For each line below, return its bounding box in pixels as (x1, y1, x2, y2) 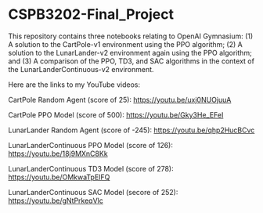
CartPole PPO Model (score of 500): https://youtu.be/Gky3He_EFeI (8, 110, 224, 119)
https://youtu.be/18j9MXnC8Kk (8, 149, 108, 158)
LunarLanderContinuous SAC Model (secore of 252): (8, 187, 178, 197)
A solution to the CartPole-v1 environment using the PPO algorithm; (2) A (8, 39, 243, 49)
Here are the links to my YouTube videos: (8, 80, 141, 89)
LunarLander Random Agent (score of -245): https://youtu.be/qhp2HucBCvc (8, 125, 255, 135)
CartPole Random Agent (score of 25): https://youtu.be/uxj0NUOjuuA (8, 95, 232, 104)
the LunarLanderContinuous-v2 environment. (8, 64, 154, 74)
